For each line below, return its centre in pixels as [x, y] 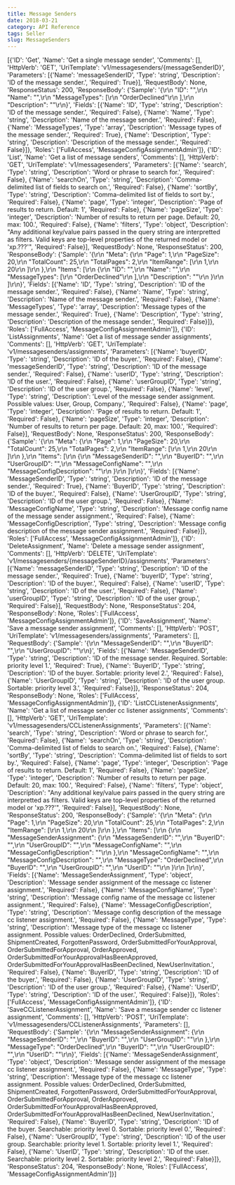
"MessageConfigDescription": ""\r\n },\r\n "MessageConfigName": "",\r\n [113, 853]
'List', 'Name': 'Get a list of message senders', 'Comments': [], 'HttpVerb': [113, 157]
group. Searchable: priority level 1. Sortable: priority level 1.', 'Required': [110, 1144]
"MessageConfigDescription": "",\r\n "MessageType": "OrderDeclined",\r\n [115, 860]
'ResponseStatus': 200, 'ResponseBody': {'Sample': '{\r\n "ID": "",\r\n [108, 90]
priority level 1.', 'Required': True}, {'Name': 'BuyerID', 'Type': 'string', [106, 666]
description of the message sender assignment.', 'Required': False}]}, [107, 531]
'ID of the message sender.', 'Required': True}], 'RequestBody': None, [107, 82]
